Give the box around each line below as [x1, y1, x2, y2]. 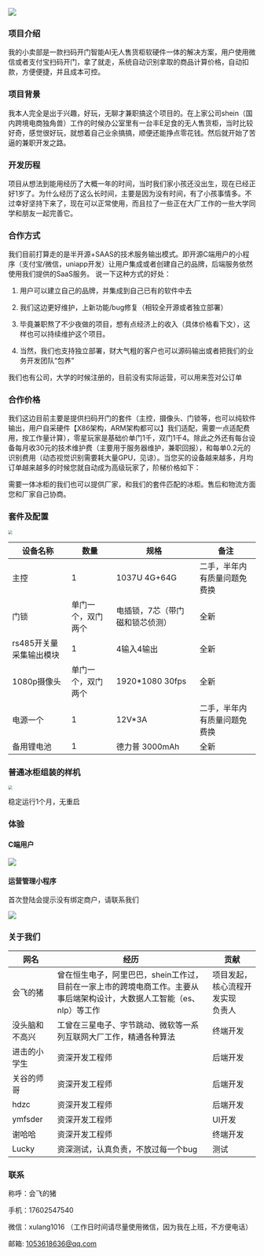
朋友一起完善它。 [21, 208, 77, 218]
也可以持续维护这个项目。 [26, 330, 110, 339]
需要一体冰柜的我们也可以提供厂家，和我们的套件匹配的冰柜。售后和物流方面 [8, 479, 256, 489]
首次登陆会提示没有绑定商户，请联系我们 [8, 895, 139, 904]
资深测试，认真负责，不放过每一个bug [57, 1143, 198, 1154]
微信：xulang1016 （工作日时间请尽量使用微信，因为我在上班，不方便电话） [8, 1222, 253, 1232]
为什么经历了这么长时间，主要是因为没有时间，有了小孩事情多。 [38, 188, 245, 198]
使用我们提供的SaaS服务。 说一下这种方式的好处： [8, 269, 171, 279]
